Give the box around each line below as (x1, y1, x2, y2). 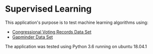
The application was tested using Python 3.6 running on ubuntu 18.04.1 (5, 43, 147, 49)
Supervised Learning (5, 3, 92, 15)
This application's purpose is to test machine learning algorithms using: (5, 19, 149, 25)
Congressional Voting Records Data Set (12, 29, 92, 35)
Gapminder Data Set (12, 34, 53, 40)
